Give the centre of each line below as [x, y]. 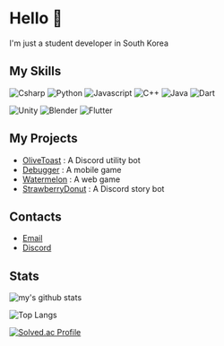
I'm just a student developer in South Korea [89, 43]
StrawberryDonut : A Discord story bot [93, 188]
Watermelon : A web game [71, 179]
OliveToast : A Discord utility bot [81, 160]
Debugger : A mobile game [72, 169]
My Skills [35, 71]
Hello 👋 [36, 18]
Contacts [36, 216]
